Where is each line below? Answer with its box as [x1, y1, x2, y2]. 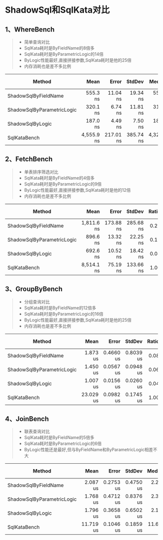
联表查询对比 [24, 428, 50, 435]
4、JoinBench [5, 415, 49, 423]
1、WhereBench [5, 25, 55, 34]
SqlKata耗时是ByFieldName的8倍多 [24, 45, 95, 51]
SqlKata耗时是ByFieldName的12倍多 [24, 304, 97, 311]
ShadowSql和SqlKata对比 [5, 4, 110, 16]
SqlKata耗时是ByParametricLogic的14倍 [24, 51, 104, 57]
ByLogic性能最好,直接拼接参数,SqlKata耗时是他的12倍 [24, 187, 131, 193]
